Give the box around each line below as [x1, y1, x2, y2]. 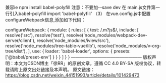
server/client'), [5, 37, 36, 43]
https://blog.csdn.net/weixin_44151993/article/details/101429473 [5, 72, 140, 78]
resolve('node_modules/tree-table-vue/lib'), [5, 43, 97, 48]
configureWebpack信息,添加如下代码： [5, 17, 86, 22]
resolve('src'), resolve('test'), [5, 32, 66, 38]
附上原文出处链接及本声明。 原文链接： [14, 66, 95, 72]
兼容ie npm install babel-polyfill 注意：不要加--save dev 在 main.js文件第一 [5, 4, 160, 10]
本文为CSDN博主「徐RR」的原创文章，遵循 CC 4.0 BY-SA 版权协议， [14, 60, 157, 66]
